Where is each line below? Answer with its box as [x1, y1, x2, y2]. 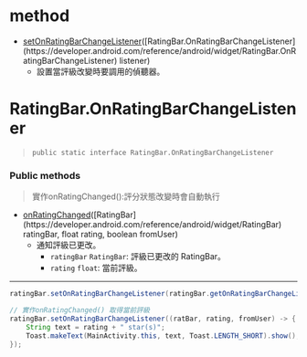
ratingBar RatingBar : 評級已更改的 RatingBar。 [49, 251, 227, 262]
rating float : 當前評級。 [49, 262, 143, 274]
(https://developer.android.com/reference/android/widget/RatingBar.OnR [22, 45, 297, 56]
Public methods [9, 169, 80, 182]
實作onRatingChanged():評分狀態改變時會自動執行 [31, 191, 221, 202]
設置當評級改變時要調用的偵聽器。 [36, 66, 165, 77]
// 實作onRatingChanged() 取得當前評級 [9, 306, 151, 315]
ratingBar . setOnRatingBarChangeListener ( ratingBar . [9, 289, 210, 299]
